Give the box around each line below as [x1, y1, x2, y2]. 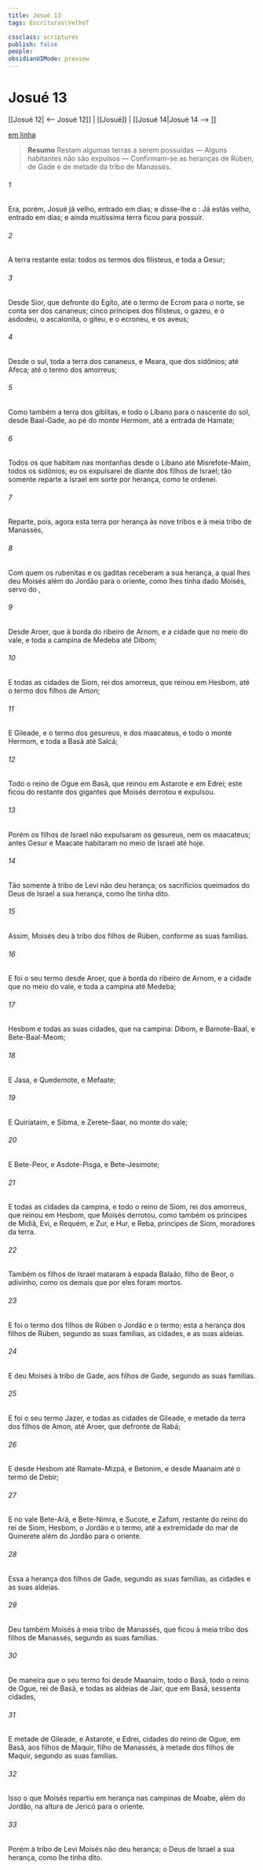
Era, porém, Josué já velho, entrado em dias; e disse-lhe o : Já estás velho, [8, 204, 251, 214]
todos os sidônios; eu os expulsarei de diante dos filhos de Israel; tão [8, 466, 232, 476]
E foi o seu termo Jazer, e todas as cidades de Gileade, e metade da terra [8, 1413, 246, 1423]
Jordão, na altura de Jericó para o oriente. [8, 1802, 145, 1811]
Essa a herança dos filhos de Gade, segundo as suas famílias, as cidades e [8, 1574, 251, 1583]
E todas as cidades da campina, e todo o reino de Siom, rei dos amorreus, [8, 1202, 247, 1212]
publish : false [8, 40, 58, 48]
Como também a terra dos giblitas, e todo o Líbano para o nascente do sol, [8, 407, 250, 417]
